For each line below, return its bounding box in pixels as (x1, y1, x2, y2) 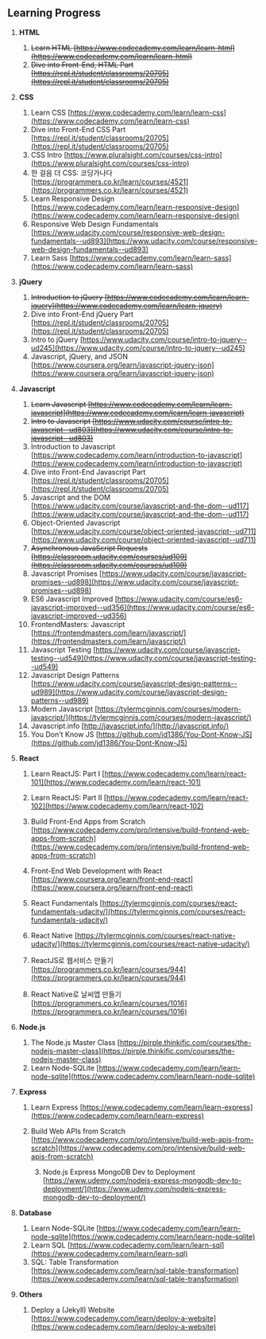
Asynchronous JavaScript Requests (30, 543, 148, 553)
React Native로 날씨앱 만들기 (30, 989, 122, 999)
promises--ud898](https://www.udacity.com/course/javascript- (30, 577, 239, 586)
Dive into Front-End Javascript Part (30, 467, 146, 476)
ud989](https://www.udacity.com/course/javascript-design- (30, 687, 228, 696)
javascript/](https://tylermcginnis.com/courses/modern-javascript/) (30, 712, 252, 722)
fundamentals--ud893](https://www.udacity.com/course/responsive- (30, 236, 258, 245)
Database (18, 1208, 52, 1217)
